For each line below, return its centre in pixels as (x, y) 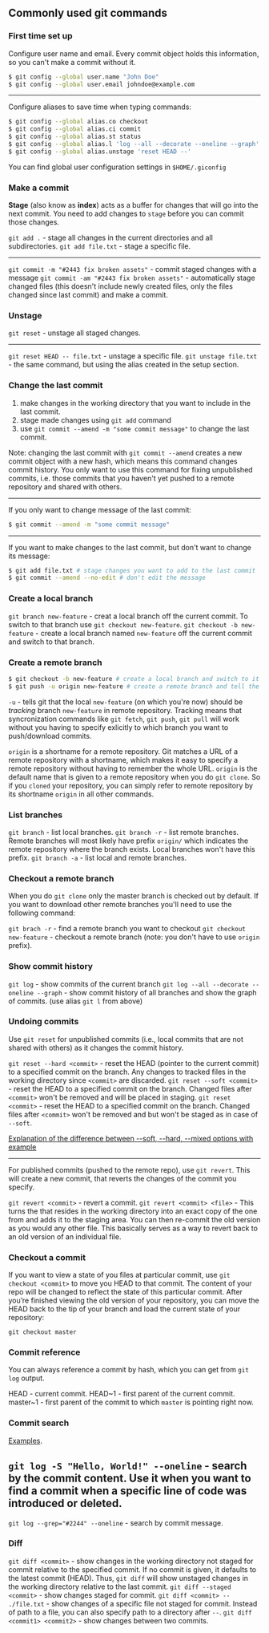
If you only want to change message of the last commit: (100, 509)
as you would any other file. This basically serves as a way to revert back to (133, 1228)
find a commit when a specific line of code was (128, 1491)
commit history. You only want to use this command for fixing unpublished (131, 469)
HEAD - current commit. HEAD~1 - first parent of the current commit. (122, 1394)
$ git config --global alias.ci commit (75, 129)
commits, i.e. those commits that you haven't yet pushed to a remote (121, 478)
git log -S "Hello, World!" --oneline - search (128, 1466)
